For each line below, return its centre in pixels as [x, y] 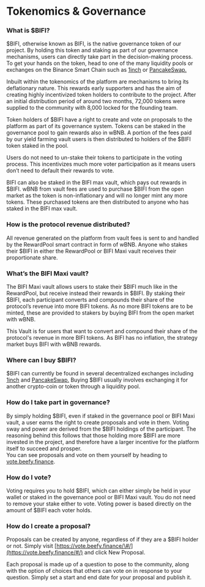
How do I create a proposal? [48, 526]
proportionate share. [32, 257]
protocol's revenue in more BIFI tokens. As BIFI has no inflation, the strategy [102, 338]
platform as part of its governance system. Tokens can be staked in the [96, 126]
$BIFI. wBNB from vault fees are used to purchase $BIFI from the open [95, 189]
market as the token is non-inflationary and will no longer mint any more [97, 196]
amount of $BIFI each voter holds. [49, 510]
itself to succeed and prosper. [44, 448]
